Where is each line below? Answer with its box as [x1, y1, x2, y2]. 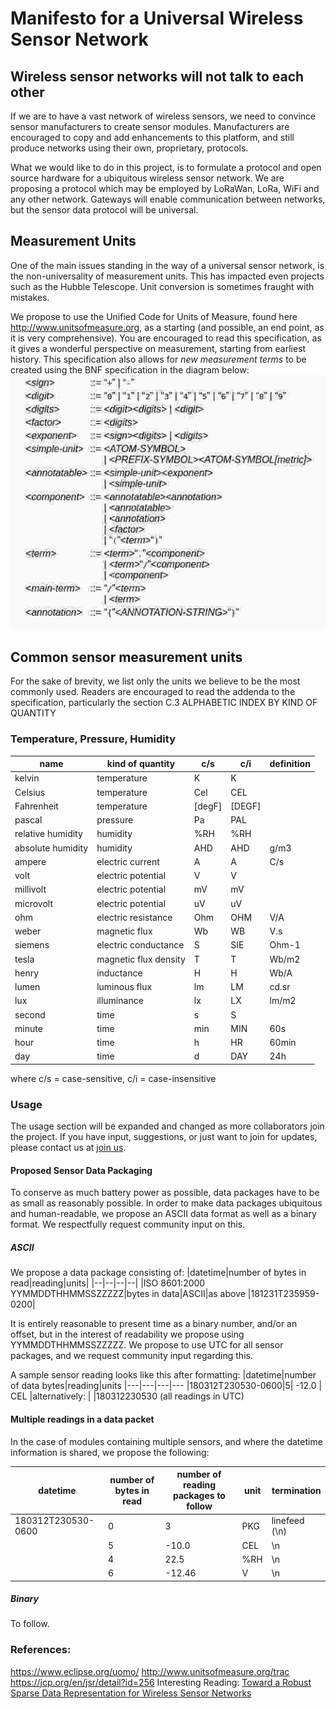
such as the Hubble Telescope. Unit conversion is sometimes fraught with [10, 280, 315, 292]
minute [14, 1022, 43, 1034]
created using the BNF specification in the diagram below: [10, 363, 250, 376]
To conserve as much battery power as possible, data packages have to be [10, 1187, 320, 1199]
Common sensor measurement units [10, 648, 243, 666]
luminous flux [96, 981, 153, 993]
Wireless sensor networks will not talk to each [10, 68, 305, 85]
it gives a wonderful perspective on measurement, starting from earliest [10, 342, 307, 354]
